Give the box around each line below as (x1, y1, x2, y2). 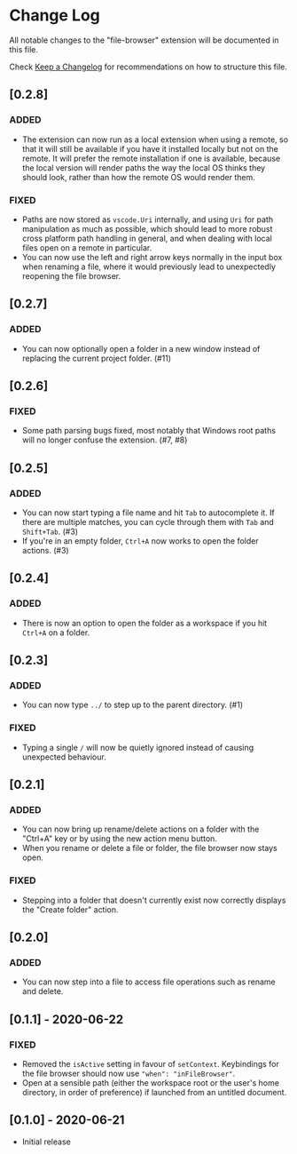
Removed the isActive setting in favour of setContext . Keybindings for (21, 1059, 279, 1070)
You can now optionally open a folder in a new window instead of (21, 343, 261, 354)
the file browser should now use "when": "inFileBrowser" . (21, 1068, 236, 1079)
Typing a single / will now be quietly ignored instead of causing (21, 742, 254, 752)
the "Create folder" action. (21, 903, 119, 915)
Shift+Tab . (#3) (21, 526, 78, 537)
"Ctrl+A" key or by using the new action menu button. (21, 833, 217, 844)
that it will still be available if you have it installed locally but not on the (21, 143, 279, 154)
